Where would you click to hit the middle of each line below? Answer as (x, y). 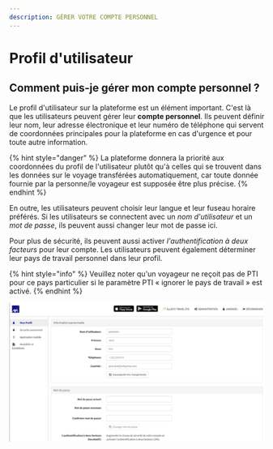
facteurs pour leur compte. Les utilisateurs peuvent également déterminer (132, 249)
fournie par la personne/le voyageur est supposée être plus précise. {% (129, 183)
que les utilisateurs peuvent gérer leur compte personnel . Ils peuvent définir (137, 116)
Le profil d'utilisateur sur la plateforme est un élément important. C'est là (130, 107)
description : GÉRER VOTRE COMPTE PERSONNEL (84, 17)
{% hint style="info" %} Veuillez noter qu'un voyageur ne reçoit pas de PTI (134, 274)
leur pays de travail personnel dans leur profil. (86, 258)
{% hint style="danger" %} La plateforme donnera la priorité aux (117, 157)
